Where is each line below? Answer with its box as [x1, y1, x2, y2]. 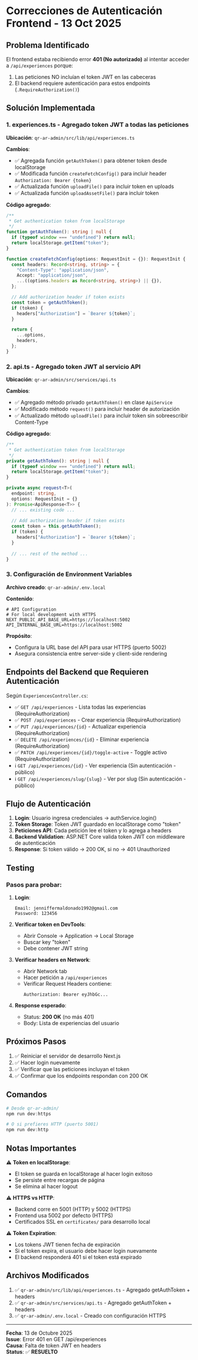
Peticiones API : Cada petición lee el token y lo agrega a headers [14, 827, 172, 834]
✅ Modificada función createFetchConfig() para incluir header [14, 170, 167, 177]
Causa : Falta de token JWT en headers [6, 1342, 101, 1349]
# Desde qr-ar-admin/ [6, 1105, 60, 1111]
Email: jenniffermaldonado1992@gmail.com [14, 905, 118, 911]
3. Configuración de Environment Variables [6, 570, 133, 578]
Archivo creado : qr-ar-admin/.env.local [6, 584, 106, 591]
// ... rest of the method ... [11, 551, 88, 556]
